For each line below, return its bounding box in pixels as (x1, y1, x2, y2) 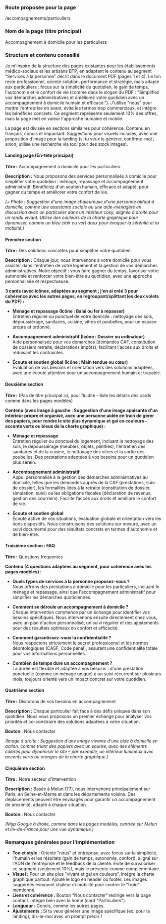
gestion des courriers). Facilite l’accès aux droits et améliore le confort (12, 495, 157, 501)
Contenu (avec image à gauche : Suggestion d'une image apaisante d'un (5, 407, 158, 413)
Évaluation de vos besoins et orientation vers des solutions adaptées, (12, 365, 154, 371)
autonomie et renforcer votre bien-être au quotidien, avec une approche (5, 273, 153, 279)
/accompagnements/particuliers (5, 15, 71, 21)
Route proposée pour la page (5, 4, 76, 11)
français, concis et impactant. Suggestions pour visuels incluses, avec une (5, 130, 158, 136)
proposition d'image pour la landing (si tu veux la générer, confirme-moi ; (5, 136, 155, 142)
